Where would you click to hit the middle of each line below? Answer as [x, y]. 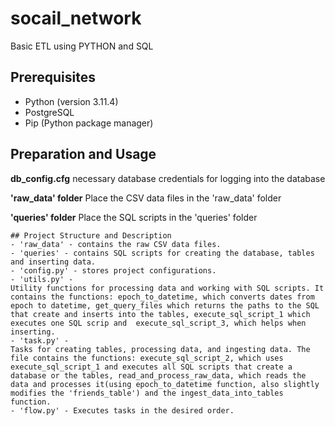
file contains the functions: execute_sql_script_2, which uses [147, 358]
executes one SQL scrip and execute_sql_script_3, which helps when [158, 323]
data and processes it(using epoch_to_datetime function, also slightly [165, 384]
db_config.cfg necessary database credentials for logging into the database [168, 178]
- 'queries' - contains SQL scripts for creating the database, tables [162, 253]
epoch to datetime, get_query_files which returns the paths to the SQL [165, 305]
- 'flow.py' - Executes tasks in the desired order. [122, 410]
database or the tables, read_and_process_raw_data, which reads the [158, 375]
